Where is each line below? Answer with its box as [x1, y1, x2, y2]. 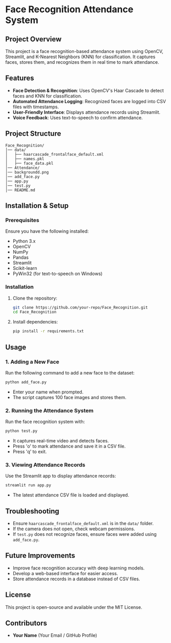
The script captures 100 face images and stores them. [12, 394, 127, 400]
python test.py [5, 429, 38, 434]
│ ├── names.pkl [5, 156, 44, 161]
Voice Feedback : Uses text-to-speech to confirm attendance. [12, 114, 143, 120]
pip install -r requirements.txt [12, 329, 84, 334]
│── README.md [5, 187, 36, 192]
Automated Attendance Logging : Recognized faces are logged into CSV [12, 98, 166, 104]
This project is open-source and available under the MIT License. [5, 604, 142, 610]
